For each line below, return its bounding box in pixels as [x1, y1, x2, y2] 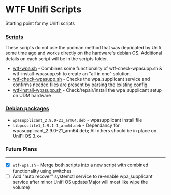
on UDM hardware [12, 93, 51, 99]
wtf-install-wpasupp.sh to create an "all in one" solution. [12, 71, 131, 77]
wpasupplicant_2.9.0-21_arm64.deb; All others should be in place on [12, 127, 157, 133]
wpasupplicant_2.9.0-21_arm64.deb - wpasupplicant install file [12, 117, 142, 123]
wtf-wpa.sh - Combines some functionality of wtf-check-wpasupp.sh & [12, 65, 163, 72]
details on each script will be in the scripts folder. [5, 55, 108, 62]
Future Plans [5, 146, 37, 153]
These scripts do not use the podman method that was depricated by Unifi [5, 45, 162, 51]
